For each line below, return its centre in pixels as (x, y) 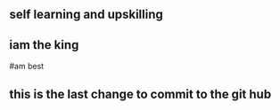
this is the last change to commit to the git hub (140, 94)
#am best (27, 67)
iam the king (44, 45)
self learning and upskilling (86, 15)
